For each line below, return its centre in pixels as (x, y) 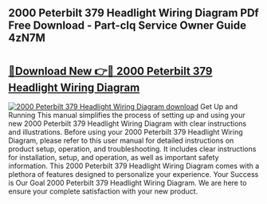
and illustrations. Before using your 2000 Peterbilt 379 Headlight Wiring (126, 132)
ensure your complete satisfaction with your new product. (103, 191)
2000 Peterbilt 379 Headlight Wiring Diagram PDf (133, 13)
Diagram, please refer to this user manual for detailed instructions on (121, 140)
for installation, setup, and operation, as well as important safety (114, 157)
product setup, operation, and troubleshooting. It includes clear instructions (132, 149)
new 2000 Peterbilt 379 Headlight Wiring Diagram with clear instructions (128, 124)
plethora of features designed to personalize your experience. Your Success (133, 174)
